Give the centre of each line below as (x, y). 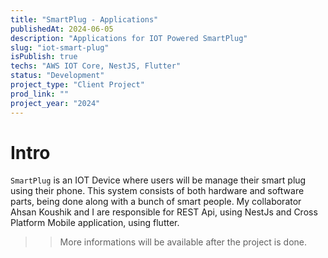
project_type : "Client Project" (77, 85)
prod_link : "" (40, 94)
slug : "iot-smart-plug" (60, 47)
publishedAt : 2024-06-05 (62, 29)
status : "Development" (57, 76)
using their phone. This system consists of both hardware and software (157, 191)
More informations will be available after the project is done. (183, 242)
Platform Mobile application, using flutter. (95, 223)
